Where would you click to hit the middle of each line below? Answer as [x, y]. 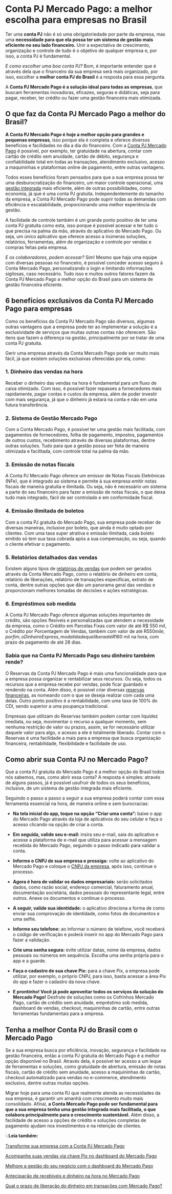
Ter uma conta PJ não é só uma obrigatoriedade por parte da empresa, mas [85, 34]
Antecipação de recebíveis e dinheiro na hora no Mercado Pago [72, 1176]
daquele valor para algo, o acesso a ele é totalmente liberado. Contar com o [85, 732]
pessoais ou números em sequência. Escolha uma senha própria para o [88, 955]
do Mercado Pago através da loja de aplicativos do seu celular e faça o [88, 819]
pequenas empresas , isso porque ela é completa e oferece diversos [78, 140]
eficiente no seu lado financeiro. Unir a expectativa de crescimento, [78, 45]
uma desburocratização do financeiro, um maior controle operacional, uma [84, 183]
